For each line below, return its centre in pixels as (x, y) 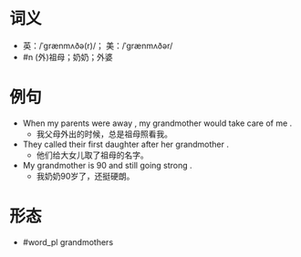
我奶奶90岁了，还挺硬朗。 (85, 176)
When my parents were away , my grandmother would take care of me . (157, 123)
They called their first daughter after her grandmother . (126, 144)
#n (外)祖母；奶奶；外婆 (68, 57)
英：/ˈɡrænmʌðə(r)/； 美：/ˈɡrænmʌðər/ (98, 46)
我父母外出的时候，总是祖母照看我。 (104, 134)
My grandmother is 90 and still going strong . (108, 165)
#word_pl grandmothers (68, 242)
